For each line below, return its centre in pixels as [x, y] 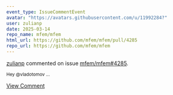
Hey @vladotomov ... [28, 74]
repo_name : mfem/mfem [34, 35]
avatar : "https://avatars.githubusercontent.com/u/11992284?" [87, 18]
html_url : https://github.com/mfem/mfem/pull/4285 [72, 40]
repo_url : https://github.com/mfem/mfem [58, 46]
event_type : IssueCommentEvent [46, 12]
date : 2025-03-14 [28, 29]
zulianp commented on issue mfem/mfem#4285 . [68, 63]
